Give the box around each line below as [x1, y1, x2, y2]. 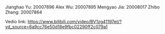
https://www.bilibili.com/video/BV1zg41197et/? [27, 19, 122, 24]
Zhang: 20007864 [5, 9, 42, 15]
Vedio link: [5, 19, 27, 24]
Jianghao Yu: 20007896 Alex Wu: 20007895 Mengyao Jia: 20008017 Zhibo [5, 4, 160, 10]
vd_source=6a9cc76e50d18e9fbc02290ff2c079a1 [5, 24, 108, 30]
